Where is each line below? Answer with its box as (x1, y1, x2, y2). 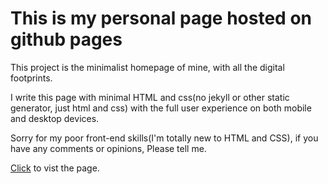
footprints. (10, 72, 53, 84)
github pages (10, 28, 123, 51)
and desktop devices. (10, 112, 100, 124)
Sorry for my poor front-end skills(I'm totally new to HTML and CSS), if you (10, 132, 319, 144)
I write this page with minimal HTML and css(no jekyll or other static (10, 91, 290, 103)
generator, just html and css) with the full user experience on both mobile (10, 102, 312, 114)
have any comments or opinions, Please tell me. (10, 142, 207, 154)
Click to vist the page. (10, 162, 100, 174)
